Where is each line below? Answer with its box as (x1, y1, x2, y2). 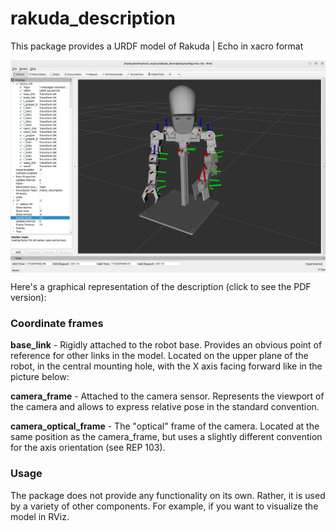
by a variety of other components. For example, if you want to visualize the (10, 500, 319, 512)
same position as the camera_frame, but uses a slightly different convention (10, 431, 323, 443)
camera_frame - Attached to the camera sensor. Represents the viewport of (10, 390, 325, 402)
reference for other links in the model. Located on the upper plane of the (10, 350, 309, 362)
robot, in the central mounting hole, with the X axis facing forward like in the (10, 360, 323, 372)
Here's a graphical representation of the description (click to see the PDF (10, 281, 312, 293)
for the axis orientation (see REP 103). (10, 442, 166, 454)
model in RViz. (10, 510, 70, 522)
